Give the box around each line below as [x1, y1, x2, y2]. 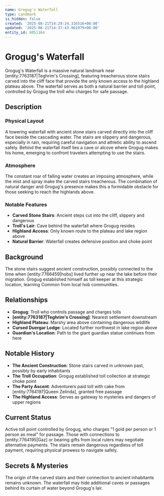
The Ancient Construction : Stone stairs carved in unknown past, [12, 363, 144, 368]
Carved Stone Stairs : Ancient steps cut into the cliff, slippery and [12, 212, 145, 218]
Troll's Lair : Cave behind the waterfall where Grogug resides [12, 223, 135, 229]
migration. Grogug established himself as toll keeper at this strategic [5, 276, 143, 282]
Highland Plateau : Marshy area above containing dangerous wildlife [12, 319, 151, 325]
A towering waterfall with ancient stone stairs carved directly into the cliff [5, 129, 153, 134]
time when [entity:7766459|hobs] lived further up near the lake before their [5, 271, 158, 277]
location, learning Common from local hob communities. [5, 282, 119, 288]
